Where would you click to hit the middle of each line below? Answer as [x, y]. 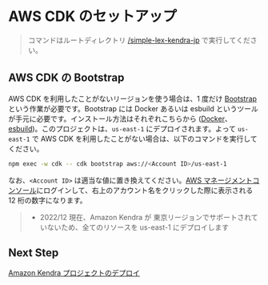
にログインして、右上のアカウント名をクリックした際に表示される [145, 190]
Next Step [34, 253]
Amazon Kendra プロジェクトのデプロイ [74, 273]
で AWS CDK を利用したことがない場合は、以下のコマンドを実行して [144, 138]
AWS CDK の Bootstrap [66, 78]
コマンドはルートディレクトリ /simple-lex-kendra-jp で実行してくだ [139, 40]
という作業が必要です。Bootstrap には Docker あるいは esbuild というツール [133, 108]
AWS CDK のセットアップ [93, 16]
